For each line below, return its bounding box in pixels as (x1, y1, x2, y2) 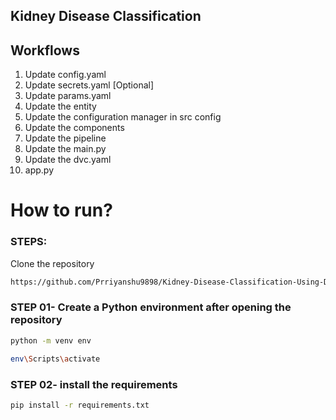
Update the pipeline (24, 132, 107, 144)
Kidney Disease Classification (10, 8, 202, 25)
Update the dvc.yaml (24, 154, 112, 166)
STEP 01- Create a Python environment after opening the (10, 300, 292, 314)
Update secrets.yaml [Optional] (24, 79, 155, 91)
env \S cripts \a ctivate (10, 354, 101, 364)
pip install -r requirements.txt (10, 400, 150, 410)
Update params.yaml (24, 90, 112, 102)
